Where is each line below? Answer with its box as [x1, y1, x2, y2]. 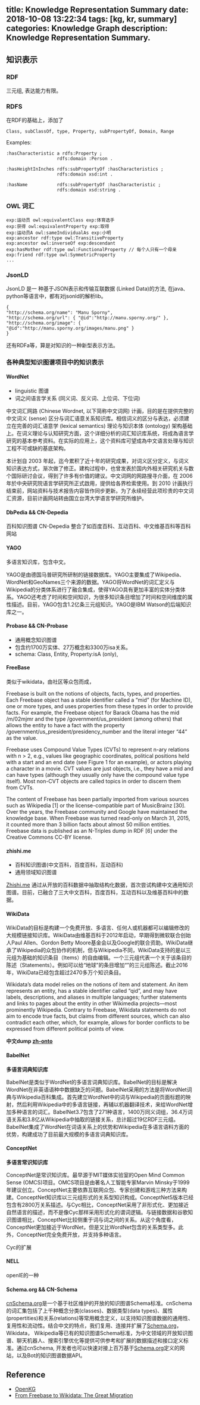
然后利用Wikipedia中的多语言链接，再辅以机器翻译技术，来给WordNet [16, 1101, 188, 1108]
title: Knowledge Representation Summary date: [6, 5, 189, 15]
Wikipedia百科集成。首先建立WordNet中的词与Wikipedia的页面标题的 [16, 1093, 186, 1100]
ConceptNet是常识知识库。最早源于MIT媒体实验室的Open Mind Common [6, 1171, 185, 1178]
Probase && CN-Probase [6, 622, 68, 629]
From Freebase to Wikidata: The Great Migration [14, 1391, 133, 1398]
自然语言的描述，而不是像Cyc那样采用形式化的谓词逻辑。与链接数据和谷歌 [6, 1208, 188, 1216]
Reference [6, 1369, 46, 1380]
